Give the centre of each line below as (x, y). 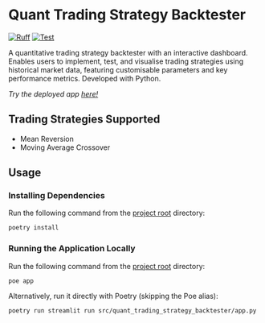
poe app (21, 281)
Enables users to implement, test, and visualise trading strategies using (126, 61)
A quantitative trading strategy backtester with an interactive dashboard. (128, 52)
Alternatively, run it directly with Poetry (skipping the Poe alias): (113, 296)
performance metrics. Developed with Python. (85, 78)
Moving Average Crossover (65, 147)
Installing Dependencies (57, 196)
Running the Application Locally (72, 249)
